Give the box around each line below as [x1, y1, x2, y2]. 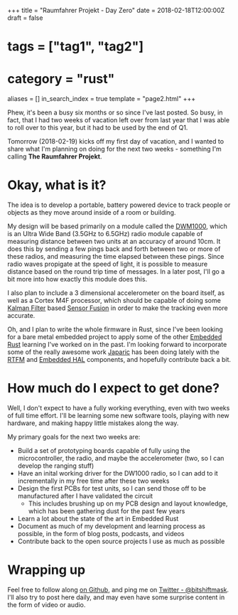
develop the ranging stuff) [17, 461, 94, 470]
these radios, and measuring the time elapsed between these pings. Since [7, 252, 225, 261]
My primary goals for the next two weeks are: [7, 433, 141, 441]
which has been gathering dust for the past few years [28, 507, 185, 515]
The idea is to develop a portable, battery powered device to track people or [7, 200, 231, 209]
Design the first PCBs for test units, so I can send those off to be [17, 484, 206, 493]
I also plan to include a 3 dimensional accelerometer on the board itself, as [7, 289, 225, 297]
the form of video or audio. [7, 600, 86, 609]
